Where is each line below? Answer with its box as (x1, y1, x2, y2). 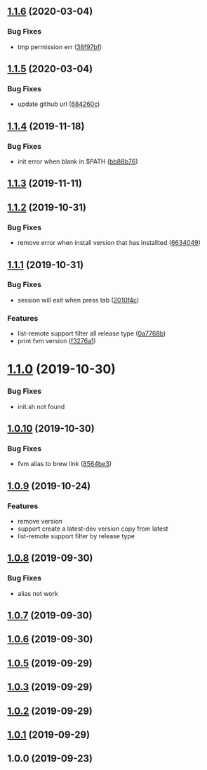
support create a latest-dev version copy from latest (17, 524, 168, 533)
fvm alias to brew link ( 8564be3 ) (17, 460, 112, 468)
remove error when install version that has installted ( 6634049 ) (17, 239, 201, 247)
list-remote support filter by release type (17, 531, 135, 540)
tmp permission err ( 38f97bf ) (17, 42, 102, 51)
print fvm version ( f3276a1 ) (17, 337, 96, 345)
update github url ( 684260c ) (17, 100, 100, 108)
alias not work (17, 589, 58, 597)
